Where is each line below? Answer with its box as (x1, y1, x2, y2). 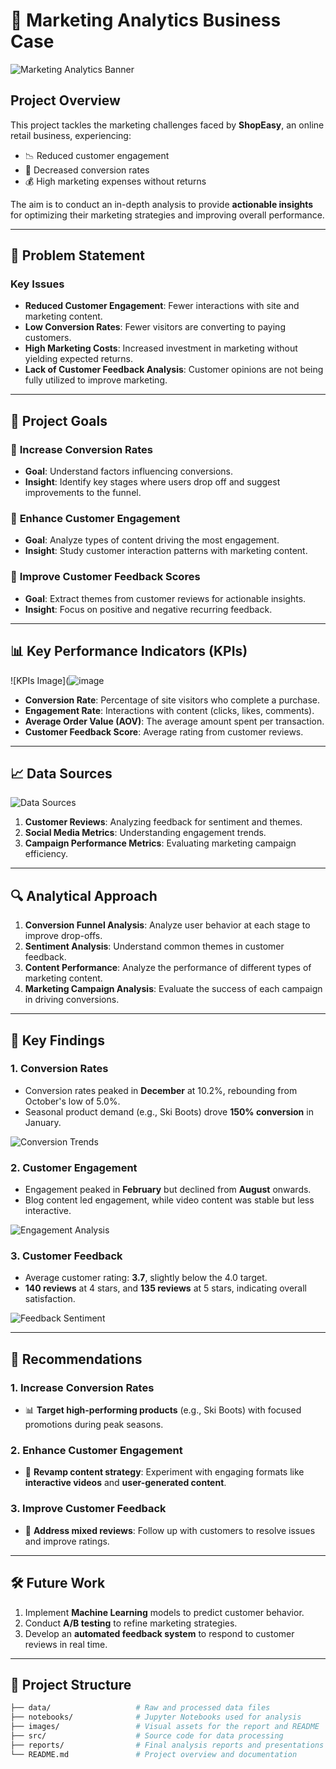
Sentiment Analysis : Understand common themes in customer (24, 940, 285, 953)
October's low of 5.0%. (24, 1095, 121, 1107)
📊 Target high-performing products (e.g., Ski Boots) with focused (24, 1404, 302, 1416)
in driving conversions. (24, 994, 120, 1006)
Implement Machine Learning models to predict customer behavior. (24, 1606, 305, 1618)
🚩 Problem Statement (10, 247, 146, 264)
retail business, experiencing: (10, 129, 132, 141)
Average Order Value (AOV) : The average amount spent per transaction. (24, 715, 325, 727)
